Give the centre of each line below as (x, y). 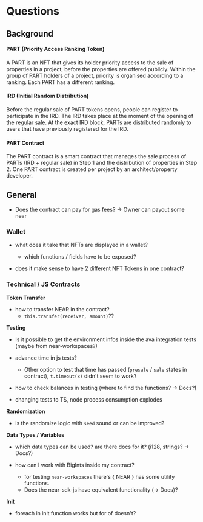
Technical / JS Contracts (43, 284)
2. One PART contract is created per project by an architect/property (92, 169)
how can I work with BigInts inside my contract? (75, 465)
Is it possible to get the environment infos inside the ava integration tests (106, 339)
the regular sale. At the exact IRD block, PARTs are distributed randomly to (99, 122)
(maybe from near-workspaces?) (56, 346)
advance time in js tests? (46, 358)
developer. (20, 176)
